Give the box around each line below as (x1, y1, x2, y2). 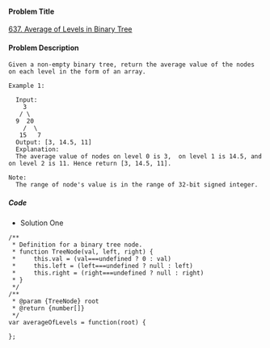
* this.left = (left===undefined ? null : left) (11, 262, 194, 270)
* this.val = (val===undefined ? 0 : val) (11, 255, 172, 263)
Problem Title (8, 6, 55, 16)
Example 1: (8, 82, 45, 90)
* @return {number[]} (11, 304, 85, 312)
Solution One (19, 218, 64, 228)
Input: (15, 96, 38, 104)
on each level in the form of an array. (8, 68, 147, 76)
